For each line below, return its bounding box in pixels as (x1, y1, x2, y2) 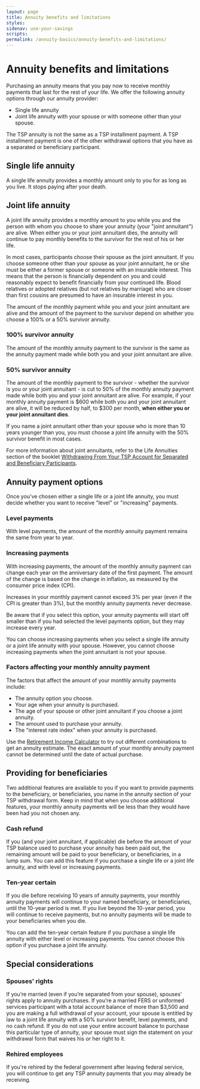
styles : (6, 20, 26, 26)
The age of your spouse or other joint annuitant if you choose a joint (14, 707, 183, 714)
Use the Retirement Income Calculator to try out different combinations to (6, 738, 187, 745)
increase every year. (6, 623, 57, 631)
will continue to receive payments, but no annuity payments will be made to (6, 911, 192, 918)
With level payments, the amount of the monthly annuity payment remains (6, 528, 188, 535)
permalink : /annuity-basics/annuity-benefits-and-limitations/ (6, 36, 167, 42)
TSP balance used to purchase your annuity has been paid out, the (6, 844, 171, 851)
